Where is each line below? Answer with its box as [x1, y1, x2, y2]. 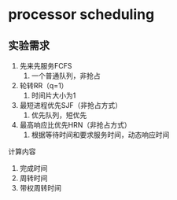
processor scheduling [8, 6, 155, 24]
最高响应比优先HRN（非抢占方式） [19, 120, 131, 129]
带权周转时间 [19, 183, 61, 192]
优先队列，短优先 [31, 110, 87, 120]
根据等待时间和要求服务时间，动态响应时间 [31, 130, 170, 139]
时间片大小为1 [31, 91, 76, 100]
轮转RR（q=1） [19, 81, 68, 90]
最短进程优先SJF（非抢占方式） [19, 101, 123, 109]
